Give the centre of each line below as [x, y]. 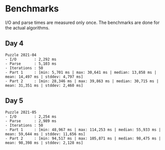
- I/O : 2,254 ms [31, 117]
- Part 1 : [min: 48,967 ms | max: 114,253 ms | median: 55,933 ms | [83, 130]
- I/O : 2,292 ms [31, 59]
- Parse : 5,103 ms [31, 64]
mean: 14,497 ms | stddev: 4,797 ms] [44, 77]
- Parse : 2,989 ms [31, 121]
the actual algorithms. [27, 27]
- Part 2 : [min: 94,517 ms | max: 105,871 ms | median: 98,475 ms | [83, 138]
